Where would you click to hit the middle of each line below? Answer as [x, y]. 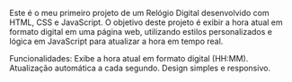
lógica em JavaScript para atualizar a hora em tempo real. [116, 41]
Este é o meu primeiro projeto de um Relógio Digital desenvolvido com [139, 13]
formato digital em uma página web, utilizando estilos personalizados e [141, 32]
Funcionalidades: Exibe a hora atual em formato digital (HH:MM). [129, 58]
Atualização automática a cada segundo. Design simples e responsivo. [140, 68]
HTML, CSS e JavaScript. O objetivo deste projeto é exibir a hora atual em [146, 22]
